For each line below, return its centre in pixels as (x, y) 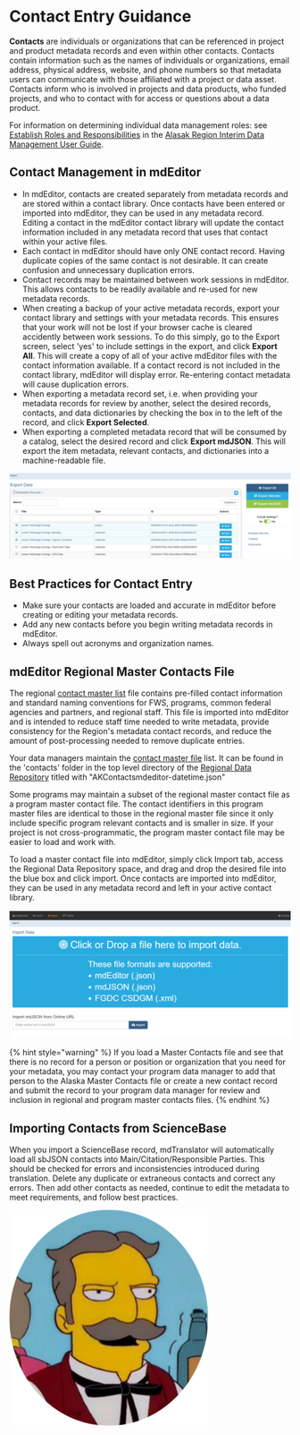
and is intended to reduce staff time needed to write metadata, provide (139, 722)
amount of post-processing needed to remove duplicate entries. (127, 740)
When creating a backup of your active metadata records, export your (150, 308)
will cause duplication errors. (75, 384)
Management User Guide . (57, 144)
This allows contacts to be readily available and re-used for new (140, 289)
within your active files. (65, 241)
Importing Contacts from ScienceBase (118, 1128)
